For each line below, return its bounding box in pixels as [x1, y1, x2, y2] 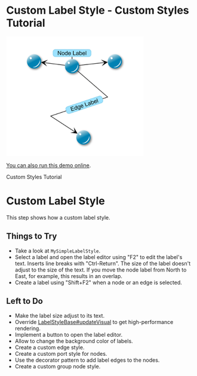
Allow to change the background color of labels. [14, 337, 133, 344]
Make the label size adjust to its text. [14, 312, 105, 319]
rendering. [14, 325, 41, 332]
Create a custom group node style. [14, 362, 101, 370]
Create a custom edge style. [14, 344, 85, 351]
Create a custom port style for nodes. [14, 350, 107, 357]
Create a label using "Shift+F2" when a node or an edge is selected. [14, 279, 182, 286]
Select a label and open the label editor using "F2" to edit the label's [14, 253, 183, 260]
